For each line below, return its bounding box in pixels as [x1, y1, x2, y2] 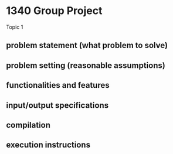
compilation [6, 120, 51, 130]
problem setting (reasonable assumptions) [6, 60, 165, 70]
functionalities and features [6, 80, 110, 90]
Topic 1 [6, 23, 23, 30]
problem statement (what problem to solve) [6, 40, 168, 50]
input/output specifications [6, 100, 109, 110]
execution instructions [6, 140, 91, 150]
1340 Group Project [6, 4, 103, 18]
